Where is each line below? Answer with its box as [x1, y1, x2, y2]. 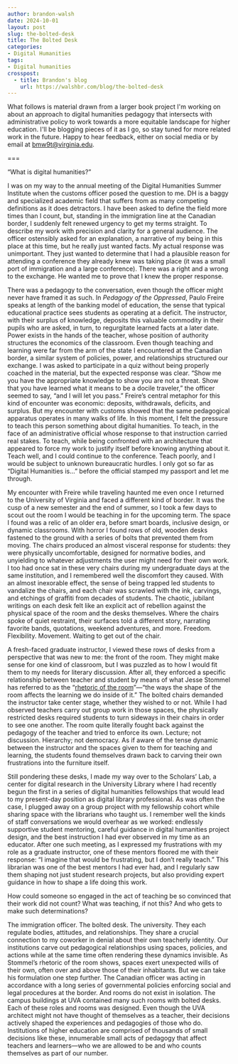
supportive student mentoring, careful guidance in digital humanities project [7, 825, 229, 834]
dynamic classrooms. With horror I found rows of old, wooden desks [7, 526, 208, 535]
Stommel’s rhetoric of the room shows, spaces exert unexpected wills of [7, 958, 219, 967]
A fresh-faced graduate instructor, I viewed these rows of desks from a [7, 646, 215, 654]
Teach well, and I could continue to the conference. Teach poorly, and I [7, 452, 215, 460]
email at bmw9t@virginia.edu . [7, 140, 94, 149]
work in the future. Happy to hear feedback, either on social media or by [7, 133, 219, 141]
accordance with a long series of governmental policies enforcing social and [7, 981, 231, 989]
